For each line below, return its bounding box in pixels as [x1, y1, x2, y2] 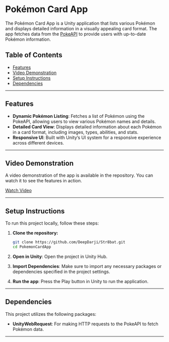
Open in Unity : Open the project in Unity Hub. [12, 253, 108, 259]
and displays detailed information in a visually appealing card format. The [5, 25, 157, 31]
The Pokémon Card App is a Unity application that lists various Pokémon [5, 20, 155, 26]
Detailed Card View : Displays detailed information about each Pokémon [12, 123, 162, 129]
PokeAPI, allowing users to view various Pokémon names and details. [12, 118, 156, 124]
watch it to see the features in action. [5, 178, 82, 184]
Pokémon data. [12, 326, 44, 332]
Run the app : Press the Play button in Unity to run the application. [12, 278, 149, 284]
